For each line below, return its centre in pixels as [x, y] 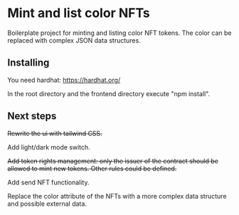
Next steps [32, 116]
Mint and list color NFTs [79, 13]
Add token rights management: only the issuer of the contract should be [113, 161]
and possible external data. [47, 204]
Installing [28, 63]
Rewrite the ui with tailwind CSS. [55, 133]
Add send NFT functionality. [49, 182]
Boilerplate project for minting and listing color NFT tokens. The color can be [119, 33]
